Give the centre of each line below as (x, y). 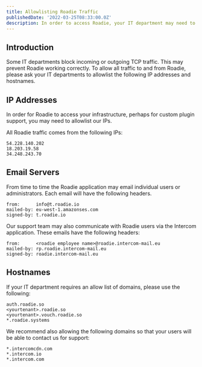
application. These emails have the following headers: (73, 232)
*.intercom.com (25, 359)
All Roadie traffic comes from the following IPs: (65, 132)
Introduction (30, 47)
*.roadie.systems (28, 320)
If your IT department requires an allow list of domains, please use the (93, 287)
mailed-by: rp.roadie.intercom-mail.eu (56, 248)
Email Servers (33, 172)
